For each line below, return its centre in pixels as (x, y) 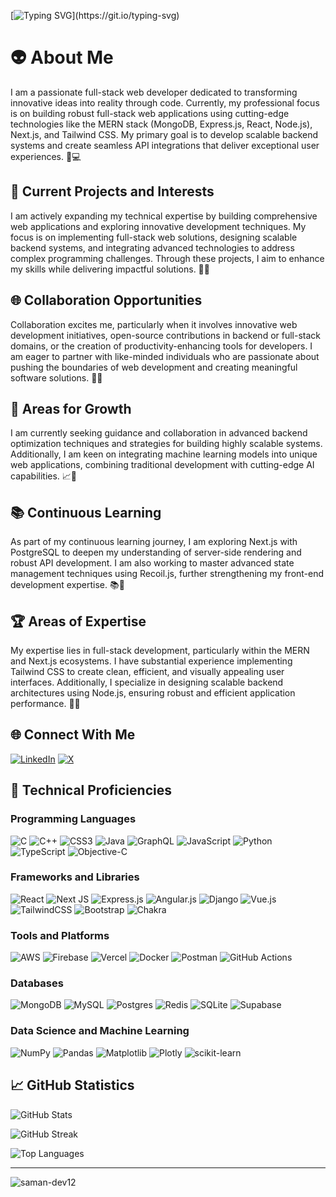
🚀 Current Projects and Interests (112, 191)
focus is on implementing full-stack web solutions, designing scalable (154, 237)
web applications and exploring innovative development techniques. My (158, 226)
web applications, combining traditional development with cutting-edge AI (162, 465)
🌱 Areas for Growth (71, 408)
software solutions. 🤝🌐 (56, 377)
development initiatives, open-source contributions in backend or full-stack (166, 335)
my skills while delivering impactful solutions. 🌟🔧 (110, 269)
